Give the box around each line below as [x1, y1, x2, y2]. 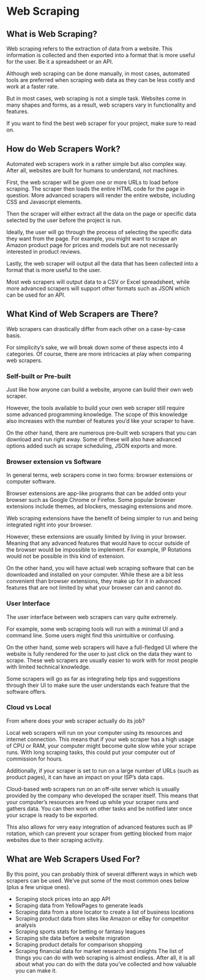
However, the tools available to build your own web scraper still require [6, 404, 185, 411]
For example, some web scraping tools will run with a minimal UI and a [6, 625, 184, 632]
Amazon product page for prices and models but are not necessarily [6, 241, 179, 249]
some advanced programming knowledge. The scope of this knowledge [6, 411, 188, 418]
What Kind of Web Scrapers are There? [6, 309, 158, 319]
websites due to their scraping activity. [6, 836, 104, 843]
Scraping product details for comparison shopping [15, 941, 143, 948]
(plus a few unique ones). [6, 883, 70, 891]
